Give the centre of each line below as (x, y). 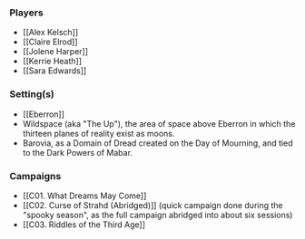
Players (26, 13)
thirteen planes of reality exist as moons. (98, 133)
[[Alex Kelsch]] (50, 33)
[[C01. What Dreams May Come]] (84, 196)
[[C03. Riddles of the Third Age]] (84, 225)
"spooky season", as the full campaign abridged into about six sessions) (157, 215)
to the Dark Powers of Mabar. (78, 152)
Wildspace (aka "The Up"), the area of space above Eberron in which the (159, 123)
